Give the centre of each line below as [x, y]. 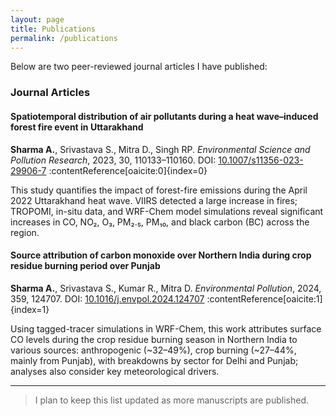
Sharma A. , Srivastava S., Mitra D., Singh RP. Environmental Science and [160, 149]
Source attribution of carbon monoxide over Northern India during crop [161, 255]
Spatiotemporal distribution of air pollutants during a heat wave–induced [164, 116]
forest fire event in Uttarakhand [77, 127]
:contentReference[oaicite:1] [264, 298]
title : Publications [53, 29]
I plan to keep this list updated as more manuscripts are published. [171, 400]
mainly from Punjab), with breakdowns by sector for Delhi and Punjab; [154, 360]
